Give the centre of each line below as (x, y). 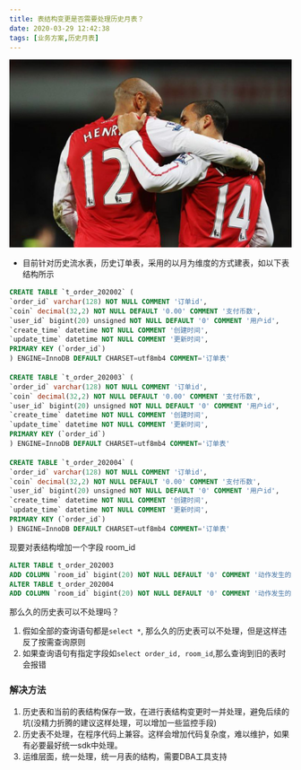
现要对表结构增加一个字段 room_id (73, 547)
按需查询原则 (62, 643)
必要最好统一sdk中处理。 (76, 745)
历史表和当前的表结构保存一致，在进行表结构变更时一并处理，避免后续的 (155, 711)
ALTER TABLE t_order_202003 (62, 565)
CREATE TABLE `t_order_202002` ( (72, 293)
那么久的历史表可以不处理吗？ (64, 612)
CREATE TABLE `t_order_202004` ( (72, 462)
